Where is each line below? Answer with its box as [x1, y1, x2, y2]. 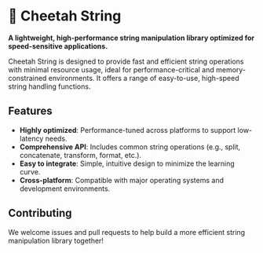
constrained [8, 73, 47, 82]
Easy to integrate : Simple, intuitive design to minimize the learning [19, 159, 236, 168]
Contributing [8, 207, 72, 220]
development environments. [19, 184, 111, 193]
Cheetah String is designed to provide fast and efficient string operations [8, 57, 244, 66]
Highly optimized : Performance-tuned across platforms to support [19, 125, 236, 134]
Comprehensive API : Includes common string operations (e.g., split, [19, 141, 241, 152]
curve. [19, 167, 41, 176]
